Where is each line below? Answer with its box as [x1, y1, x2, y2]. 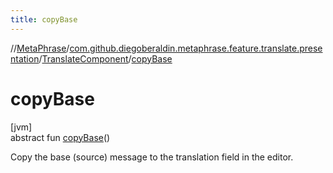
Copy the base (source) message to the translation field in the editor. [10, 151, 294, 163]
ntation [10, 52, 40, 65]
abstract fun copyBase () [10, 131, 111, 143]
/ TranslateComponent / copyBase [38, 52, 173, 65]
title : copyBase [10, 14, 78, 25]
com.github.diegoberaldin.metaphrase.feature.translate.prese [69, 42, 323, 54]
